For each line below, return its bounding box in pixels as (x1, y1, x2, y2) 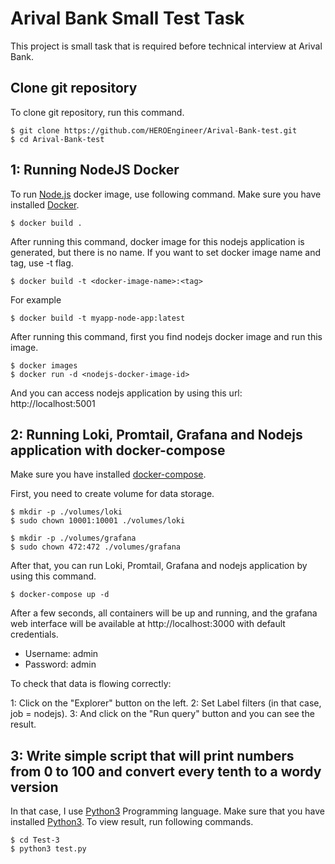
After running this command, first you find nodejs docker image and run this (10, 330, 323, 342)
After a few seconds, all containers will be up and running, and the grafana (10, 607, 318, 619)
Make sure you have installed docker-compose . (10, 468, 207, 481)
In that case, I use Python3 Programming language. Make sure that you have (10, 805, 326, 817)
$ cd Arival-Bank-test (10, 134, 105, 144)
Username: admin (24, 648, 99, 660)
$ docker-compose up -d (10, 590, 110, 600)
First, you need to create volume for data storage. (10, 488, 215, 500)
